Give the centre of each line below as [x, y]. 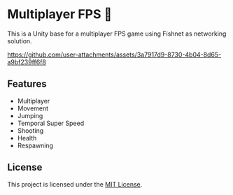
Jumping [30, 115]
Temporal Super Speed [51, 123]
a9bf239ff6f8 [27, 62]
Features [27, 84]
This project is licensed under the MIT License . [75, 184]
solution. [20, 41]
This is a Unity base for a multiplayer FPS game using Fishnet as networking [117, 34]
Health [27, 138]
